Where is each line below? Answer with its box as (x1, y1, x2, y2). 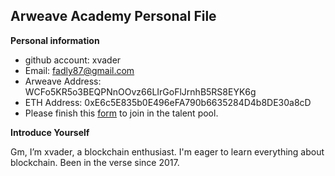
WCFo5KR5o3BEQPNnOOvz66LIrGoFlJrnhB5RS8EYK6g (24, 85, 257, 98)
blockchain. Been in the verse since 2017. (10, 156, 180, 168)
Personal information (10, 34, 100, 46)
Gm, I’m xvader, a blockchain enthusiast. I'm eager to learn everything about (10, 145, 325, 158)
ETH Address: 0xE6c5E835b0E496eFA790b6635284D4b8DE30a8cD (24, 96, 312, 108)
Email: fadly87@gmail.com (24, 64, 135, 76)
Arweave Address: (24, 75, 102, 87)
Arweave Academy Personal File (10, 8, 217, 25)
